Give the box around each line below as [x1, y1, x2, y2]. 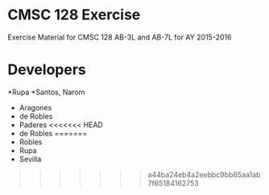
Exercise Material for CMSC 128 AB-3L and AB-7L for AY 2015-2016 [7, 32, 232, 42]
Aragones [19, 102, 52, 112]
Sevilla [19, 154, 42, 164]
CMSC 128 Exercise [7, 6, 141, 24]
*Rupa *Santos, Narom [7, 87, 85, 97]
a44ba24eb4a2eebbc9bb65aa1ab [147, 169, 261, 179]
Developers [7, 60, 86, 79]
